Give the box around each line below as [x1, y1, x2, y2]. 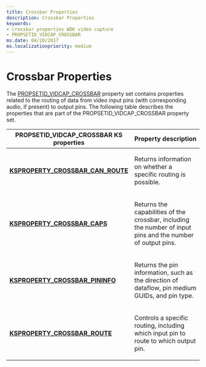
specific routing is [134, 170, 186, 179]
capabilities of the [134, 207, 186, 216]
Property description [134, 134, 197, 143]
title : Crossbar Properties [6, 9, 78, 15]
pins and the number [134, 231, 194, 239]
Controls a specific [134, 314, 189, 322]
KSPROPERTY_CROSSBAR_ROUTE [9, 329, 112, 338]
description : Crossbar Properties [6, 15, 95, 21]
